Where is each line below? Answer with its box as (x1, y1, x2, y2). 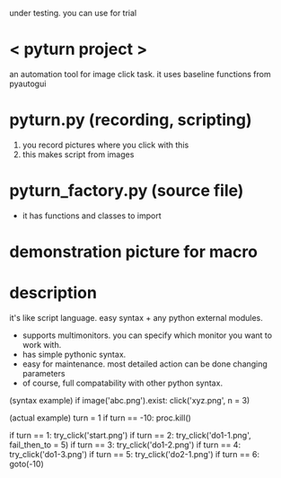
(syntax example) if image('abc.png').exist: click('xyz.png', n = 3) (9, 394, 250, 405)
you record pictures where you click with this (22, 139, 189, 150)
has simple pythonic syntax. (22, 349, 127, 359)
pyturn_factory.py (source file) (9, 181, 244, 201)
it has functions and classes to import (22, 210, 162, 221)
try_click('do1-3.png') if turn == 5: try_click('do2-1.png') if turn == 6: (9, 448, 260, 459)
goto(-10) (9, 458, 44, 469)
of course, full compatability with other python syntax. (22, 377, 223, 388)
